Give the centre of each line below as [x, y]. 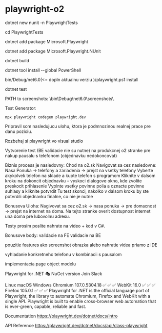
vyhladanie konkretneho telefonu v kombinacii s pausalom [63, 254]
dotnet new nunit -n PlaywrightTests [41, 23]
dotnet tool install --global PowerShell [43, 70]
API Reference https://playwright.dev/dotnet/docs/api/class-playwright [76, 325]
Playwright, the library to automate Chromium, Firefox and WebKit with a [78, 296]
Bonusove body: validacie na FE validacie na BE [53, 235]
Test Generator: [21, 108]
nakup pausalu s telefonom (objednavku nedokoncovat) [61, 155]
